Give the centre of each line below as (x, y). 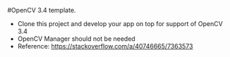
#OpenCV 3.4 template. (42, 10)
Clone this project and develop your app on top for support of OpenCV (120, 24)
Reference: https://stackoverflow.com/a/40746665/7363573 (105, 46)
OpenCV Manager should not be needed (76, 39)
